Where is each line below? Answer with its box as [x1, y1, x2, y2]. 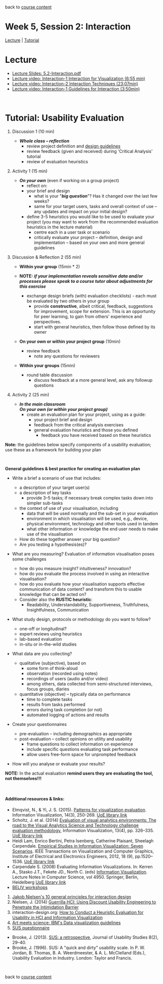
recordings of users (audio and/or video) [26, 675, 109, 681]
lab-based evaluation [19, 636, 62, 642]
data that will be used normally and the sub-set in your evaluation [26, 510, 158, 516]
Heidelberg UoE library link [12, 879, 66, 885]
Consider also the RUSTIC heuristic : [19, 596, 92, 602]
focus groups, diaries [26, 686, 70, 692]
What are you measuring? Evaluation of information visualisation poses [12, 551, 155, 557]
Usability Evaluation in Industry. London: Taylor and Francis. [12, 955, 132, 961]
